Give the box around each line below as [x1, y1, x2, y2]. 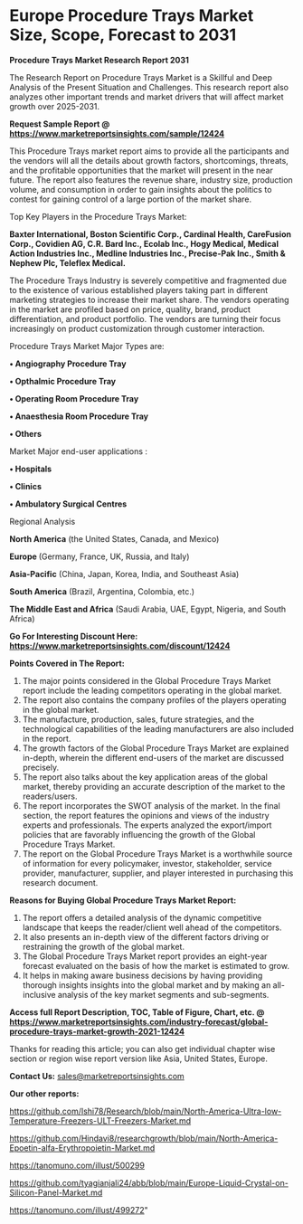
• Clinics [9, 480, 43, 491]
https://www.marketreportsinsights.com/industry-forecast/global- [9, 1016, 269, 1027]
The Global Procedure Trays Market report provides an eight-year [22, 951, 268, 962]
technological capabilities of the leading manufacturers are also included [22, 723, 294, 734]
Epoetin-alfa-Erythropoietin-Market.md [9, 1142, 156, 1153]
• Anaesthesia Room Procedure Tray [9, 411, 149, 422]
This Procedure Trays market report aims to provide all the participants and [9, 146, 289, 157]
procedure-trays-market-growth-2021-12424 [9, 1026, 185, 1037]
